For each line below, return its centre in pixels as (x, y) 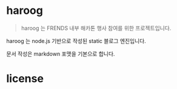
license (25, 79)
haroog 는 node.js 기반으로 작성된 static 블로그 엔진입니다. (76, 41)
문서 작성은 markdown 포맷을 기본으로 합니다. (61, 54)
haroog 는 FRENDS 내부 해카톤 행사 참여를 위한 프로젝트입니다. (96, 28)
